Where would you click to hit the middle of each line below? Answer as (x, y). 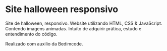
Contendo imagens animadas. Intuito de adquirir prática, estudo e (73, 28)
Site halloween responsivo (62, 9)
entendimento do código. (32, 34)
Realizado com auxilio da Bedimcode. (44, 43)
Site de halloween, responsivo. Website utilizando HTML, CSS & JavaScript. (84, 23)
